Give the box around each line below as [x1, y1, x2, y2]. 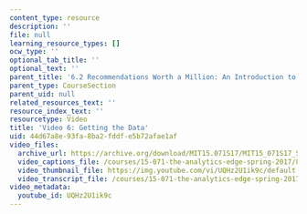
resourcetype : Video [9, 115, 89, 124]
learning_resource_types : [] [9, 38, 121, 48]
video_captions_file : [17, 157, 101, 167]
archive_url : [17, 148, 68, 158]
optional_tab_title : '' [9, 56, 101, 65]
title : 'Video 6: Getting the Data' [9, 124, 149, 133]
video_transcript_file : [17, 174, 108, 183]
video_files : [9, 140, 59, 149]
